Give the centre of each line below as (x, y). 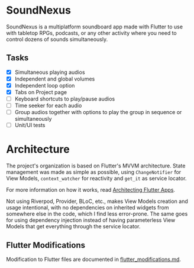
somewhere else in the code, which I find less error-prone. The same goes (97, 214)
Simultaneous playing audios (50, 72)
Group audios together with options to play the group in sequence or (98, 112)
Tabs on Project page (41, 92)
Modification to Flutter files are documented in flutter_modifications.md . (94, 259)
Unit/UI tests (30, 125)
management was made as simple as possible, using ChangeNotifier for (94, 172)
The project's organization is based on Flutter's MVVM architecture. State (96, 166)
